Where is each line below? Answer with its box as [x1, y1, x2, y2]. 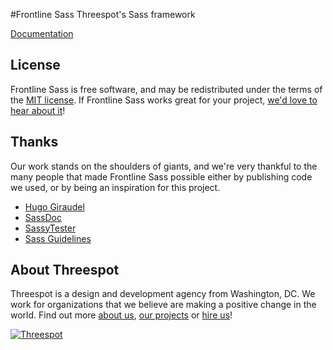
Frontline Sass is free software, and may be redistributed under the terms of [10, 83, 323, 95]
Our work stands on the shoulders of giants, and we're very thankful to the [10, 160, 318, 172]
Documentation [10, 28, 74, 39]
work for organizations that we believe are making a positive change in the [10, 299, 317, 311]
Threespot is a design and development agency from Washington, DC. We [10, 288, 316, 300]
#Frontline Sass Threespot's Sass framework [10, 9, 196, 20]
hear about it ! [10, 104, 66, 116]
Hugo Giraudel [24, 200, 85, 213]
